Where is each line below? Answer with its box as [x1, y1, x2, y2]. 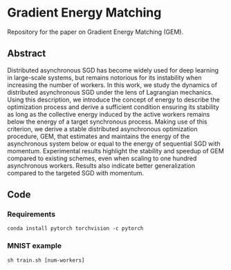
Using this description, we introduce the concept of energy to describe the [7, 95, 220, 104]
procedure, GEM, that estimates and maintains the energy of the [7, 132, 190, 140]
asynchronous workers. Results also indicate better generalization [7, 161, 196, 170]
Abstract [7, 48, 46, 59]
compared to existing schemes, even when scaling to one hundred [7, 154, 197, 162]
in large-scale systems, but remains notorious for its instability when [7, 73, 202, 81]
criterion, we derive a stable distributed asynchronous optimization [7, 124, 198, 133]
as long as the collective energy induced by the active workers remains [7, 110, 210, 118]
